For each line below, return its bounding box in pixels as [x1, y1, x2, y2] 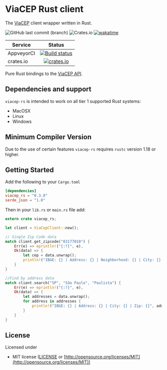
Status [48, 41, 65, 48]
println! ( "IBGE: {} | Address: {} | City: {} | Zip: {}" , [31, 303, 155, 308]
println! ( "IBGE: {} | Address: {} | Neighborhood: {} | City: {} [23, 258, 162, 263]
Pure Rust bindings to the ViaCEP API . [5, 71, 83, 77]
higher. [5, 151, 20, 157]
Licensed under [5, 344, 37, 350]
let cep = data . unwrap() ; [23, 253, 77, 258]
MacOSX [12, 108, 31, 114]
